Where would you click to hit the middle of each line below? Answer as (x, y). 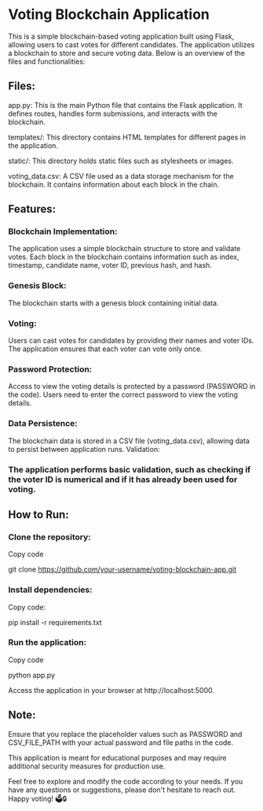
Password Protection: (50, 369)
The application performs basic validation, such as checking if (130, 469)
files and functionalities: (47, 61)
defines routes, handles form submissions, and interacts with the (113, 113)
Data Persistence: (43, 424)
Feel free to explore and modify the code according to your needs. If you (126, 781)
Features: (32, 209)
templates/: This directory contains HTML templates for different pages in (127, 137)
